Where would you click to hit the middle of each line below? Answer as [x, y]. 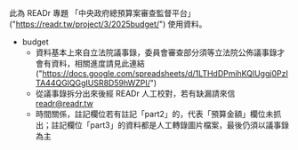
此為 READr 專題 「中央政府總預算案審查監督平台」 [102, 13]
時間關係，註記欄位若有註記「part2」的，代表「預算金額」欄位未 [154, 114]
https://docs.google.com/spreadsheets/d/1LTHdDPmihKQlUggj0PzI [165, 73]
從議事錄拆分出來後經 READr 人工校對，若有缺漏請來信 [135, 93]
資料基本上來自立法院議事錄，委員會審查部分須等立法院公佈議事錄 [156, 52]
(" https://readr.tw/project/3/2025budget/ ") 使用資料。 [108, 24]
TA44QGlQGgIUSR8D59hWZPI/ [93, 83]
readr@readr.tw [64, 103]
